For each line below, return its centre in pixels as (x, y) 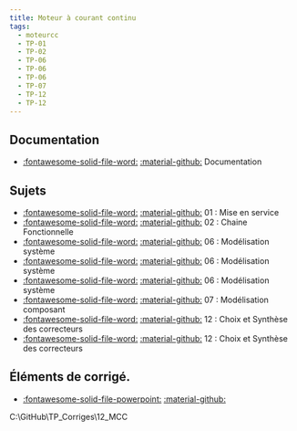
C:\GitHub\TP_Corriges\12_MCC (69, 416)
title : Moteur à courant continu (73, 18)
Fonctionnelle (48, 232)
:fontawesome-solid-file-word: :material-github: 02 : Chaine (135, 222)
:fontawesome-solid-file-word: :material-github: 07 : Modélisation (145, 300)
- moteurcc (38, 35)
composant (44, 310)
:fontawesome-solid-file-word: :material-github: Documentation (142, 162)
